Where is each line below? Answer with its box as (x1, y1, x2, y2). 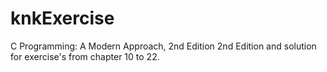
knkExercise (10, 7, 115, 30)
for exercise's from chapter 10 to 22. (10, 50, 160, 62)
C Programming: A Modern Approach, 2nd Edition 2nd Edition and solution (10, 40, 317, 52)
